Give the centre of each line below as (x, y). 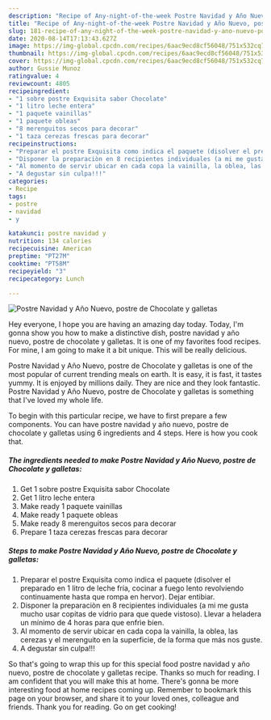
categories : (28, 182)
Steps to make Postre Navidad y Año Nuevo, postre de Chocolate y (123, 550)
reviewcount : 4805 (39, 83)
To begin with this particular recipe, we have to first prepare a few (118, 416)
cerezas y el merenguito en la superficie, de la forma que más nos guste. (141, 640)
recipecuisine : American (50, 249)
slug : (17, 31)
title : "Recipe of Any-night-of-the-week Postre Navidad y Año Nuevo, (129, 23)
